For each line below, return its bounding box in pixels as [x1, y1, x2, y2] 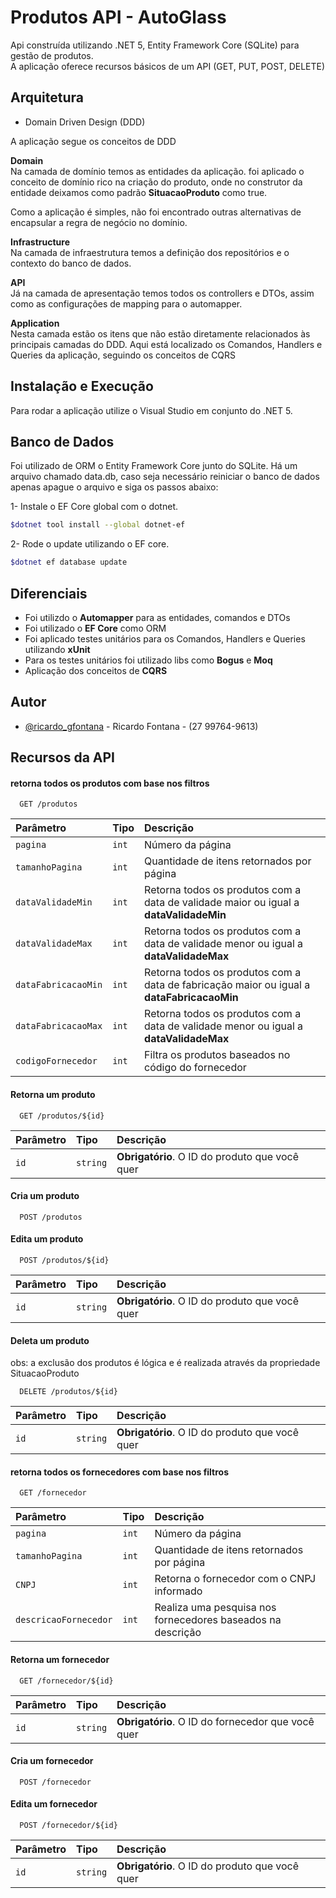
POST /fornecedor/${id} [19, 1820, 118, 1830]
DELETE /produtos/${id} [19, 1387, 118, 1397]
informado [154, 1584, 203, 1598]
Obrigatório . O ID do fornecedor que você [116, 1714, 315, 1728]
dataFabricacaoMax [15, 1021, 103, 1032]
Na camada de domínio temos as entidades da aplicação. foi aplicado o [10, 165, 305, 177]
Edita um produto [10, 1233, 84, 1245]
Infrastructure [10, 236, 71, 248]
